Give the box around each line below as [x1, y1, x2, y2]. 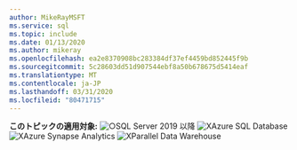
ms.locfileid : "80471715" [9, 95, 105, 105]
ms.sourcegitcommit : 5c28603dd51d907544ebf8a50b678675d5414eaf [9, 63, 249, 72]
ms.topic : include [9, 29, 77, 38]
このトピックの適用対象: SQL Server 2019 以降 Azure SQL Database [9, 121, 288, 131]
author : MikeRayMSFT [9, 12, 86, 22]
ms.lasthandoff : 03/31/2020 [9, 87, 114, 96]
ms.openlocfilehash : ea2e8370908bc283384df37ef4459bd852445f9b [9, 54, 249, 63]
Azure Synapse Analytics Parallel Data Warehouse [23, 130, 221, 142]
